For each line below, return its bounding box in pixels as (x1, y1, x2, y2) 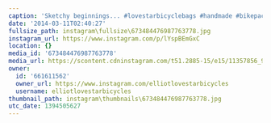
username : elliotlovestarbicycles (15, 87, 131, 95)
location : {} (8, 42, 52, 50)
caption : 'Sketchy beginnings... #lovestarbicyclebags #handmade (8, 11, 232, 20)
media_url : (8, 57, 45, 66)
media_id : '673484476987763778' (8, 49, 117, 57)
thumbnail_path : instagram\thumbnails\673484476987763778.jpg (8, 95, 222, 103)
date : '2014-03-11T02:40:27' (8, 19, 106, 28)
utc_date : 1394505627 (8, 102, 81, 110)
